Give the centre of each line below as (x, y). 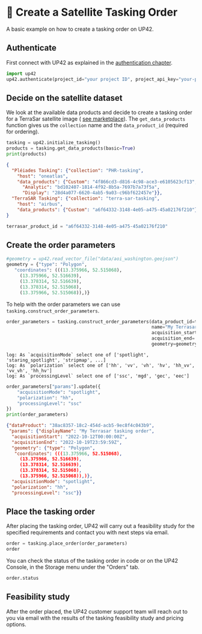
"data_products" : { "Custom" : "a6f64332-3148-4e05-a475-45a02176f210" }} (109, 210)
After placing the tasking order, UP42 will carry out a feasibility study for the (100, 526)
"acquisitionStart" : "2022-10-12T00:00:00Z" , (70, 437)
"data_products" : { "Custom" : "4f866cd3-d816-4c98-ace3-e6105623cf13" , (107, 182)
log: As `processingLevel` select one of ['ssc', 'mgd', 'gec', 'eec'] (98, 376)
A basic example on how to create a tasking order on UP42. (80, 29)
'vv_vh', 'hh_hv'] (29, 370)
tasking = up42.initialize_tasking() (54, 143)
